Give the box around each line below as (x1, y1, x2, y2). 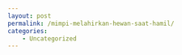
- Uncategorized (22, 34, 78, 43)
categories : (7, 27, 48, 35)
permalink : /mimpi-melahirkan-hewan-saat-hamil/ (7, 19, 175, 27)
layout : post (7, 11, 52, 20)
